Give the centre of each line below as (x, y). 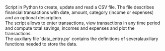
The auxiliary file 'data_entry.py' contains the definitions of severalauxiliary (82, 39)
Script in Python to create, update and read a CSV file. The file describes (80, 7)
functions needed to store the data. (41, 44)
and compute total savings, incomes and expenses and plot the (70, 28)
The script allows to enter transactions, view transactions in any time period (83, 23)
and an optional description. (34, 18)
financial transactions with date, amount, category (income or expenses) (80, 12)
